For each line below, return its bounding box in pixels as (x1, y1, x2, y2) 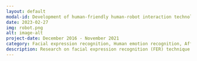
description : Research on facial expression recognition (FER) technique (6, 46, 191, 52)
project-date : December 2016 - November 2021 (6, 35, 119, 41)
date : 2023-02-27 (6, 19, 49, 25)
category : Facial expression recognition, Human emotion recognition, (6, 41, 182, 47)
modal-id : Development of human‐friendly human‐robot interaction (6, 14, 172, 20)
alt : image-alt (6, 30, 43, 36)
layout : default (6, 8, 46, 15)
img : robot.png (6, 24, 43, 31)
